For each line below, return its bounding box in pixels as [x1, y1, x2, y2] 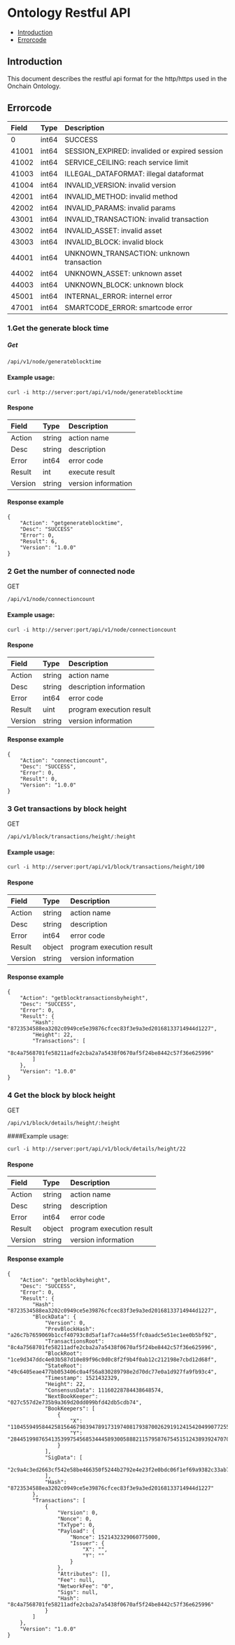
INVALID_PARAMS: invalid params [64, 203, 176, 213]
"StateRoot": [44, 1362, 83, 1369]
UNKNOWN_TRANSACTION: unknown [64, 248, 190, 258]
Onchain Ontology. [7, 82, 62, 90]
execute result [68, 467, 115, 476]
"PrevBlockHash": [44, 1325, 96, 1332]
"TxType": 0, [57, 1521, 96, 1528]
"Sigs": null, [57, 1588, 99, 1596]
